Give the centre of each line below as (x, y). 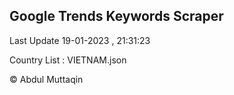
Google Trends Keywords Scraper (116, 16)
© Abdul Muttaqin (46, 79)
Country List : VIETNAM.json (68, 60)
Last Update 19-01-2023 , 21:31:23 (80, 40)
